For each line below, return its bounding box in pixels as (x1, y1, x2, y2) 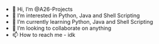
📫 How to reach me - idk (12, 32, 76, 38)
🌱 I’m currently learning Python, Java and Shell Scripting (12, 18, 154, 25)
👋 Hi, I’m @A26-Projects (12, 6, 73, 12)
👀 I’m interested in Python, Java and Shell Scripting (12, 12, 140, 19)
